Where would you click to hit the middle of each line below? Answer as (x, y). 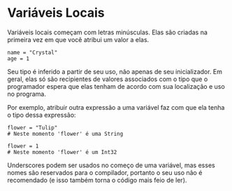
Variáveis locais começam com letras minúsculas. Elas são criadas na (108, 32)
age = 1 (19, 58)
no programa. (27, 94)
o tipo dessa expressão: (42, 115)
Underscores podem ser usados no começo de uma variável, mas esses (111, 165)
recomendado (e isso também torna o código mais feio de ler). (97, 180)
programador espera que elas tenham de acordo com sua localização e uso (116, 86)
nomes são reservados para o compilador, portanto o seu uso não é (105, 172)
